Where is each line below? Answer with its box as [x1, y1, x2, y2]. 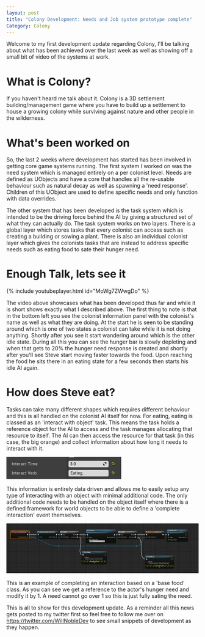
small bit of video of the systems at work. [6, 53, 110, 61]
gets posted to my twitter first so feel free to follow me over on [6, 611, 164, 618]
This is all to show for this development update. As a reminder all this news [6, 604, 194, 611]
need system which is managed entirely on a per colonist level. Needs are [6, 169, 192, 177]
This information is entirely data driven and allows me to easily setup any [6, 485, 190, 493]
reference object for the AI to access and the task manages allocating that [6, 425, 193, 433]
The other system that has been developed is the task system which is [6, 207, 184, 214]
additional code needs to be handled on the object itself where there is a [6, 498, 189, 506]
